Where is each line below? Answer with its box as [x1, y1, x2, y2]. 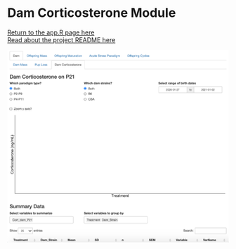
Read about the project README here [7, 35, 116, 44]
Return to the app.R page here [7, 28, 95, 37]
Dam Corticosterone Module [7, 5, 176, 21]
